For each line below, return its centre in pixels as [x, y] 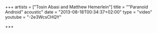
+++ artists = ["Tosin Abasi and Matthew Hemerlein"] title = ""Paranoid [77, 7]
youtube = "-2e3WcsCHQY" [34, 17]
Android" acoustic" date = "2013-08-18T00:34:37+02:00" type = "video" [79, 12]
